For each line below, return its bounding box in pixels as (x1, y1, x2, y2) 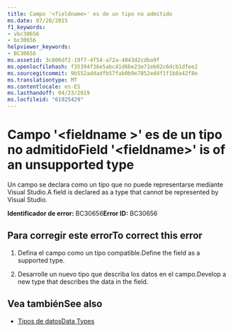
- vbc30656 (7, 30, 40, 38)
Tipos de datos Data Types (17, 316, 95, 325)
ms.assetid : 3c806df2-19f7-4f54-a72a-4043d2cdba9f (7, 57, 160, 64)
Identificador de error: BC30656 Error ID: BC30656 (7, 209, 158, 217)
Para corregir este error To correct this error (7, 230, 203, 242)
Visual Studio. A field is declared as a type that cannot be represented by (7, 187, 219, 196)
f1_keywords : (7, 23, 46, 31)
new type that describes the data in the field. (17, 277, 149, 286)
